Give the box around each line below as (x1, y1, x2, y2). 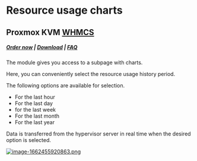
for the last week (14, 106, 56, 113)
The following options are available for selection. (6, 81, 125, 89)
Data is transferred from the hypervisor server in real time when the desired (6, 130, 191, 137)
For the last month (14, 112, 60, 119)
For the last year (14, 118, 55, 125)
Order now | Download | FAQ (6, 44, 78, 51)
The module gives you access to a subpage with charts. (6, 59, 143, 66)
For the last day (14, 99, 53, 107)
